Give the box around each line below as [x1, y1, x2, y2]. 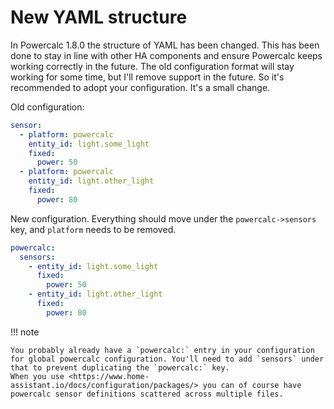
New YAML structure [10, 6, 188, 29]
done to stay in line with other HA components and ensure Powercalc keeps [10, 49, 323, 61]
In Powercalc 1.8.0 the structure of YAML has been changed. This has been [10, 39, 320, 51]
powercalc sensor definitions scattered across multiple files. [10, 389, 284, 399]
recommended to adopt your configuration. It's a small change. [10, 81, 271, 93]
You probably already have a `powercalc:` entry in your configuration [10, 345, 315, 355]
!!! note [10, 326, 40, 338]
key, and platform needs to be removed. [10, 223, 177, 235]
